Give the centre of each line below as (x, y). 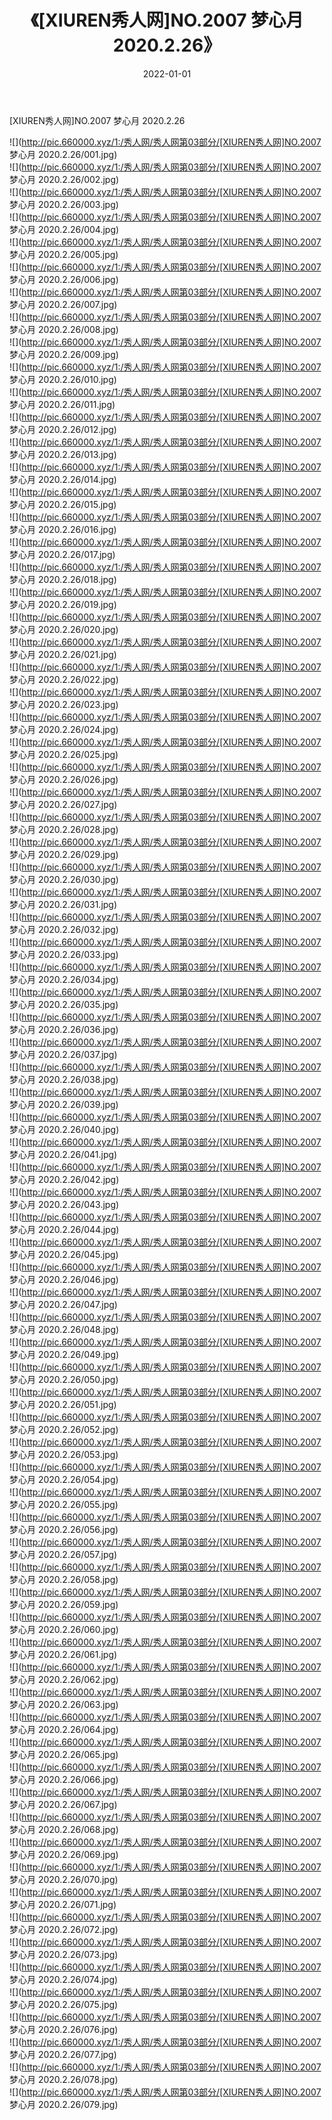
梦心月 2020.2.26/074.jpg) (64, 1979)
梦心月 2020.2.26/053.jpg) (64, 1454)
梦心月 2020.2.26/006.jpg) (64, 279)
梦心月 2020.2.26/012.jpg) (63, 429)
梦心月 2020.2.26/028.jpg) (64, 829)
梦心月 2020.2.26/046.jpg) (64, 1279)
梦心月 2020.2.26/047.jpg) (63, 1304)
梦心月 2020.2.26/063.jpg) (64, 1704)
